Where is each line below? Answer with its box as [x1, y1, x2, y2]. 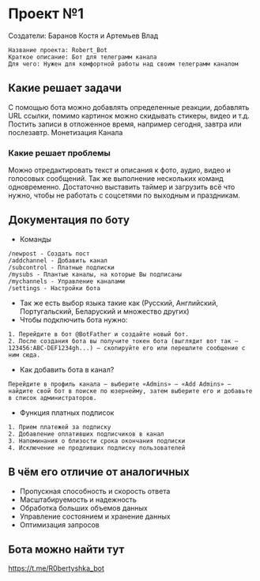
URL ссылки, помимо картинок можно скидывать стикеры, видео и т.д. [8, 111, 251, 120]
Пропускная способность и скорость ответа [19, 486, 171, 496]
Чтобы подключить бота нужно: [19, 315, 128, 324]
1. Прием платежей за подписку [8, 423, 111, 431]
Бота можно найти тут [8, 543, 125, 556]
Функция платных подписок [19, 408, 115, 417]
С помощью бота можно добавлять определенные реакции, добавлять [8, 102, 250, 111]
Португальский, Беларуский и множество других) [19, 306, 190, 316]
